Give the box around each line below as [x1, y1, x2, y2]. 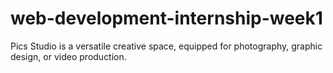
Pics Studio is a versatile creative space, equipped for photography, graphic [10, 40, 323, 52]
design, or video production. [10, 50, 127, 62]
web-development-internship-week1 [10, 7, 323, 30]
